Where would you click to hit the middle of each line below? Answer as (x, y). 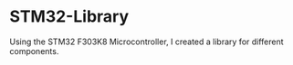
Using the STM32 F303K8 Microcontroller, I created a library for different (147, 42)
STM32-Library (69, 17)
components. (34, 51)
